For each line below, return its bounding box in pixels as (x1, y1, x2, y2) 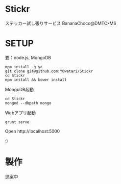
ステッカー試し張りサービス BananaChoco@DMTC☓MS (5, 20, 117, 26)
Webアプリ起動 (5, 109, 36, 116)
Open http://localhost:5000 (5, 128, 60, 134)
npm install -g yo (5, 64, 43, 69)
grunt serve (5, 119, 29, 125)
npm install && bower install (5, 77, 67, 82)
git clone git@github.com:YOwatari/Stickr (5, 69, 93, 74)
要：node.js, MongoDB (5, 54, 51, 60)
